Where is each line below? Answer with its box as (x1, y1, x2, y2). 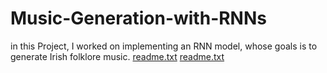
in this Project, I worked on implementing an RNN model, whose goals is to (10, 40, 318, 52)
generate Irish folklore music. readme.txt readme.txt (10, 50, 225, 62)
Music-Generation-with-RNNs (10, 7, 267, 30)
